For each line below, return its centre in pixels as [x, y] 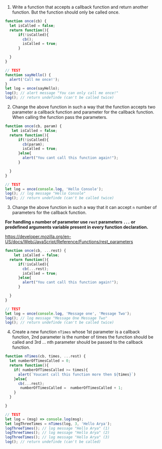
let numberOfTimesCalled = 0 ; [40, 361]
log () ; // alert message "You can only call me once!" [62, 93]
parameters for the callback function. [49, 213]
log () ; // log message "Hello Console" [45, 194]
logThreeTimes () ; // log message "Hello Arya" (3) [57, 437]
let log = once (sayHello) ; [32, 89]
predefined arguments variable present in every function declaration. [77, 227]
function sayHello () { [28, 75]
